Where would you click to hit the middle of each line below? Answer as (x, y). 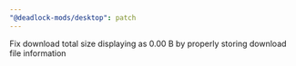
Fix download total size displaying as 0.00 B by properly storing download (148, 43)
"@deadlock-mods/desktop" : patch (73, 18)
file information (38, 53)
